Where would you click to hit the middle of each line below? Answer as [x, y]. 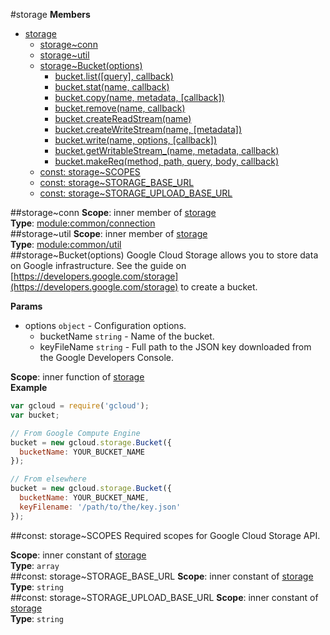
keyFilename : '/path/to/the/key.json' [100, 507]
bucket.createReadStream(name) [123, 118]
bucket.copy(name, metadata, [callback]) [139, 97]
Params [26, 306]
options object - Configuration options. [105, 325]
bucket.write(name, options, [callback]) [136, 140]
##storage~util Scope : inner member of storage [109, 233]
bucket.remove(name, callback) [120, 108]
